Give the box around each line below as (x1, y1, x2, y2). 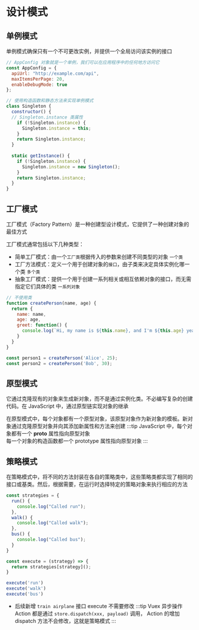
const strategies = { (6, 493, 60, 498)
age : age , (17, 316, 41, 323)
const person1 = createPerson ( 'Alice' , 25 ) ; (6, 355, 118, 361)
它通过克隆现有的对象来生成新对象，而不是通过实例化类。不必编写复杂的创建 (6, 395, 193, 402)
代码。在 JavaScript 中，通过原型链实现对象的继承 (6, 402, 129, 410)
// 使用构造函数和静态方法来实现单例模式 (6, 98, 94, 104)
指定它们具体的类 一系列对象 (14, 283, 81, 290)
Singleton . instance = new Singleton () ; (21, 164, 120, 170)
